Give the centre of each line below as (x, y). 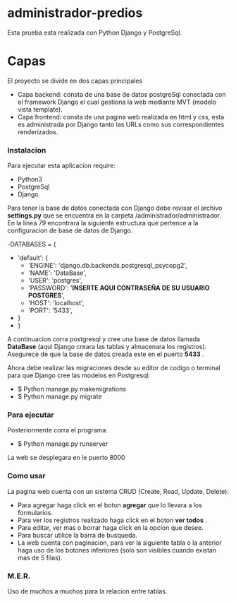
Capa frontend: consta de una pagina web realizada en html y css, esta (121, 117)
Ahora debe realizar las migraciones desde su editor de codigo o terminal (114, 368)
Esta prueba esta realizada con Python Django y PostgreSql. (95, 33)
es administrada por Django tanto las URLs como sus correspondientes (121, 124)
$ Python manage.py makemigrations (72, 389)
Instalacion (27, 150)
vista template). (40, 109)
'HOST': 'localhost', (56, 303)
